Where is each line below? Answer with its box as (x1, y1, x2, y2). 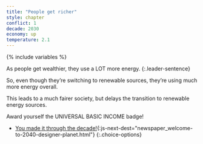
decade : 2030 (6, 25, 39, 32)
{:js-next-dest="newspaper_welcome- (96, 125, 193, 131)
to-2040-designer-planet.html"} (15, 131, 95, 138)
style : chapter (6, 14, 45, 20)
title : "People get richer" (6, 8, 78, 15)
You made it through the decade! (15, 125, 98, 131)
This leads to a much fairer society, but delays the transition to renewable (6, 95, 190, 102)
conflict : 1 (6, 20, 36, 26)
